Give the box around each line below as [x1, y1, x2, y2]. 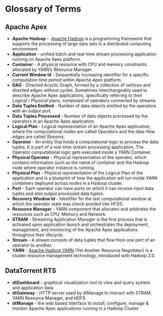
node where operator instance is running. [12, 165, 95, 171]
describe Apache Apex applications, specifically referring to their [12, 92, 143, 98]
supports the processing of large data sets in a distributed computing [12, 41, 151, 47]
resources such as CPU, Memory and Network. [12, 211, 107, 217]
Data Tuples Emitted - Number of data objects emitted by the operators [12, 103, 157, 108]
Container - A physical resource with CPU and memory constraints [12, 62, 147, 67]
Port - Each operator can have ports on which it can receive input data [12, 186, 154, 191]
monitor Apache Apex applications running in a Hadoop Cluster [12, 305, 139, 311]
